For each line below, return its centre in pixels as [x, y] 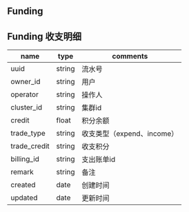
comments [130, 56]
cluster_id [27, 107]
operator [25, 94]
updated [24, 198]
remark [22, 172]
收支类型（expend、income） [130, 134]
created [23, 185]
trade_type [28, 134]
